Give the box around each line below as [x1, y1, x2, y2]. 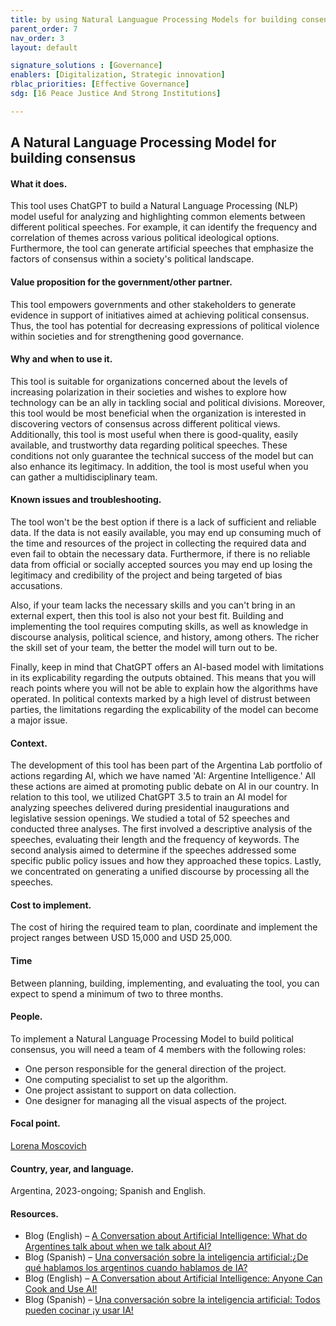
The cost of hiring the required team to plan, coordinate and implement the [10, 921, 318, 933]
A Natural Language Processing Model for [10, 134, 277, 151]
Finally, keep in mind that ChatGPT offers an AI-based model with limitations [10, 661, 325, 673]
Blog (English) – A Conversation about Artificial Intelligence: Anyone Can [24, 1272, 323, 1285]
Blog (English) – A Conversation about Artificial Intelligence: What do [24, 1230, 308, 1242]
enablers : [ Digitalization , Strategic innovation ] [10, 70, 226, 80]
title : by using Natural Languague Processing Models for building [10, 14, 298, 25]
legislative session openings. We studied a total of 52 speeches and [10, 812, 290, 825]
